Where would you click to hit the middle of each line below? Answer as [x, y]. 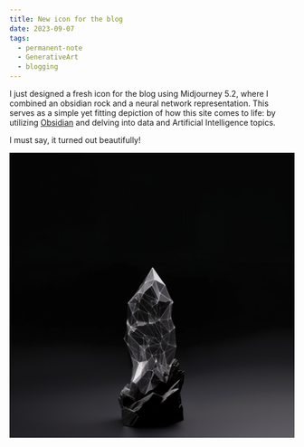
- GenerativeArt [48, 57]
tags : [19, 38]
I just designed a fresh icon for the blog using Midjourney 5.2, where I [139, 94]
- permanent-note [50, 48]
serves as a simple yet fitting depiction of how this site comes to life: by [142, 113]
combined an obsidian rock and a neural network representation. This [139, 103]
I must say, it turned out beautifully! [75, 140]
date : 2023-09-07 [42, 29]
